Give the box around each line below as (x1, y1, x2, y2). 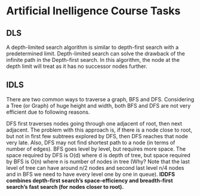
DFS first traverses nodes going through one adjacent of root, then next (6, 120, 182, 127)
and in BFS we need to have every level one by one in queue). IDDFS (6, 170, 175, 178)
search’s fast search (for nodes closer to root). (6, 183, 124, 190)
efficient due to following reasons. (6, 108, 90, 116)
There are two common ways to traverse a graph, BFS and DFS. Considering (6, 95, 195, 102)
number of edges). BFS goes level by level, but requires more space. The (6, 145, 186, 153)
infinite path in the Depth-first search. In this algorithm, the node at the (6, 57, 180, 63)
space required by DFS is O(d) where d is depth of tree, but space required (6, 151, 191, 158)
